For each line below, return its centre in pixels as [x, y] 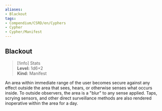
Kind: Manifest [32, 73]
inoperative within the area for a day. [42, 103]
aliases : [14, 9]
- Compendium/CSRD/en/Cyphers [36, 23]
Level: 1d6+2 [30, 68]
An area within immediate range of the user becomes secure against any [78, 83]
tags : [10, 18]
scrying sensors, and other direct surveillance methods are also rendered [78, 98]
